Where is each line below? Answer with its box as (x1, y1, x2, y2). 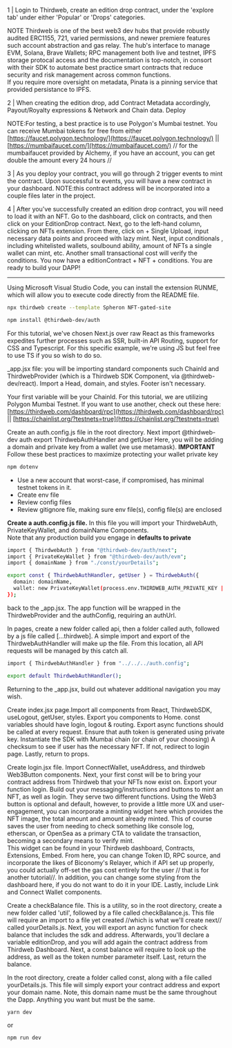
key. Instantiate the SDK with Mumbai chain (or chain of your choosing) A (7, 735, 215, 743)
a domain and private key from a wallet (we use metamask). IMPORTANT (7, 442, 215, 451)
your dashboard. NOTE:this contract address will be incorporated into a (7, 184, 211, 192)
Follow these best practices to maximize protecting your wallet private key (7, 450, 219, 458)
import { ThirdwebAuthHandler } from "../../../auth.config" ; (7, 660, 190, 667)
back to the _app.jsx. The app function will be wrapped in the (7, 604, 181, 612)
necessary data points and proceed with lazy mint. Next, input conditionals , (7, 234, 223, 242)
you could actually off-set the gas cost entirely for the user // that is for (7, 866, 209, 874)
